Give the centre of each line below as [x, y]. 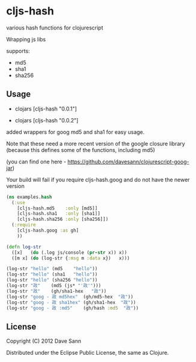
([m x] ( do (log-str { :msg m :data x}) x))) [71, 258]
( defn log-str [24, 247]
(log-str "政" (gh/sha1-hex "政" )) [56, 291]
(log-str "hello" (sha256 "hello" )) [52, 280]
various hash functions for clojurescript [55, 28]
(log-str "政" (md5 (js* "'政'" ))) [54, 286]
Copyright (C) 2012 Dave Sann [44, 341]
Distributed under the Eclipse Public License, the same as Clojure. [88, 353]
